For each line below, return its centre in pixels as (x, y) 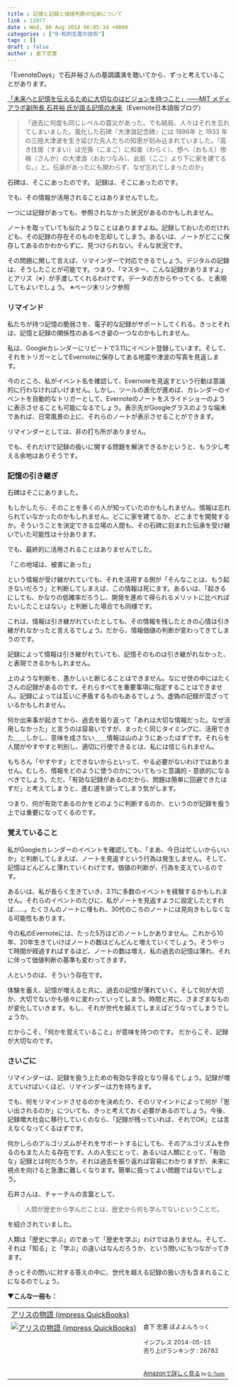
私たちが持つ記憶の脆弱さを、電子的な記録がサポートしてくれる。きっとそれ (119, 324)
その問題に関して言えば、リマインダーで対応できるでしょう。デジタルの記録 (119, 260)
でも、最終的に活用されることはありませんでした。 (81, 550)
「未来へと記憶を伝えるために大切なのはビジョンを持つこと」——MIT (109, 98)
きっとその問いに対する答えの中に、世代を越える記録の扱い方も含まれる (113, 1273)
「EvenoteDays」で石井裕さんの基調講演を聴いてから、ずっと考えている (113, 75)
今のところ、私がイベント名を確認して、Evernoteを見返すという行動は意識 (116, 381)
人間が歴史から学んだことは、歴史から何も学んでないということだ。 (124, 1209)
